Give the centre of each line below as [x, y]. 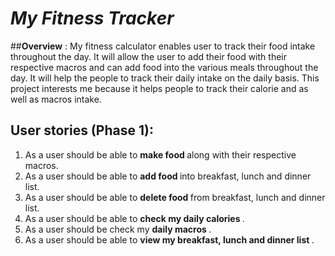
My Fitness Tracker [92, 18]
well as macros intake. [56, 99]
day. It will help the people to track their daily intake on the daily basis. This [165, 78]
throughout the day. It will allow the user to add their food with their [148, 56]
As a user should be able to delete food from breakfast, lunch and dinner [175, 197]
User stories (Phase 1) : [82, 130]
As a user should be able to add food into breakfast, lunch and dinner [168, 176]
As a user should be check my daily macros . [118, 229]
